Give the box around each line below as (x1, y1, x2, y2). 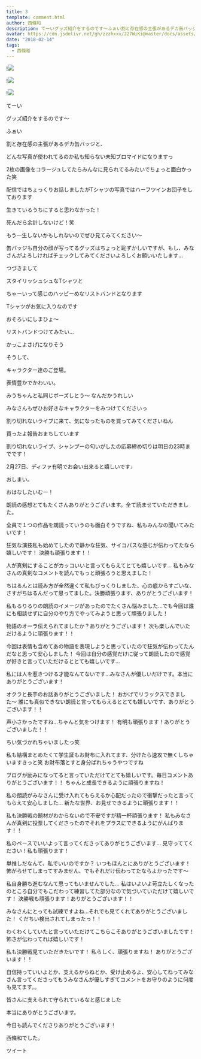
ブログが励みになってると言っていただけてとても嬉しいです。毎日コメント (6, 771, 188, 779)
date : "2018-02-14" (6, 37, 55, 43)
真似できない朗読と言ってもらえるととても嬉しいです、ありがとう (33, 698, 195, 705)
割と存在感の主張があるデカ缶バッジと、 (6, 140, 106, 147)
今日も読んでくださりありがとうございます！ (6, 1021, 117, 1028)
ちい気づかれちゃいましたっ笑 (6, 738, 80, 746)
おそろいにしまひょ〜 (6, 315, 59, 322)
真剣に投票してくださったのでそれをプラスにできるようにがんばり (16, 819, 179, 827)
